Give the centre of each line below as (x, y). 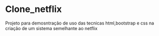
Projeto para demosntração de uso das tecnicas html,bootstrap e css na (80, 23)
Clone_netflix (33, 9)
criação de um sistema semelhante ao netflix (51, 28)
